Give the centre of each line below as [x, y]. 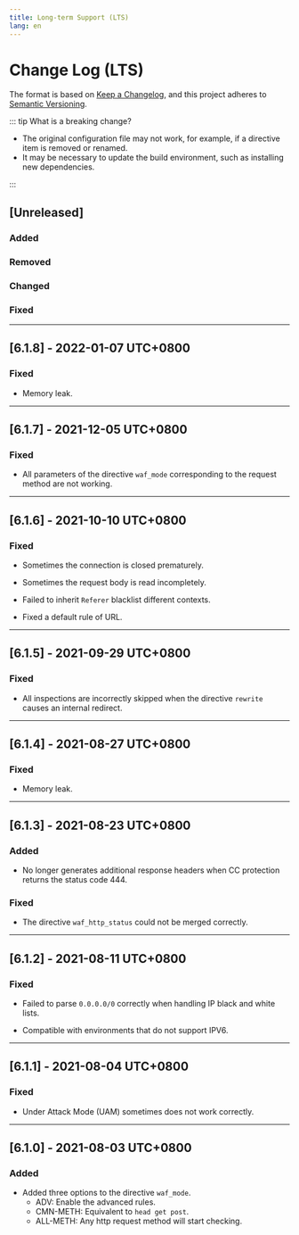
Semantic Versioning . [48, 104]
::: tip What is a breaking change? [70, 121]
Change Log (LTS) [77, 70]
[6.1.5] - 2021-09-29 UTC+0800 [100, 654]
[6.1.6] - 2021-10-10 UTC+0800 [98, 520]
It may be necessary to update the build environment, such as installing [153, 158]
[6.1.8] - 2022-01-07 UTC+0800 [100, 348]
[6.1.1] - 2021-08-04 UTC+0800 [99, 1067]
